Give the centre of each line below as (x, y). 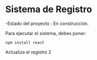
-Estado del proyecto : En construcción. (47, 23)
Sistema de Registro (49, 9)
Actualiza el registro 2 (28, 52)
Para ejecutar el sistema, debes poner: (46, 33)
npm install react (25, 42)
